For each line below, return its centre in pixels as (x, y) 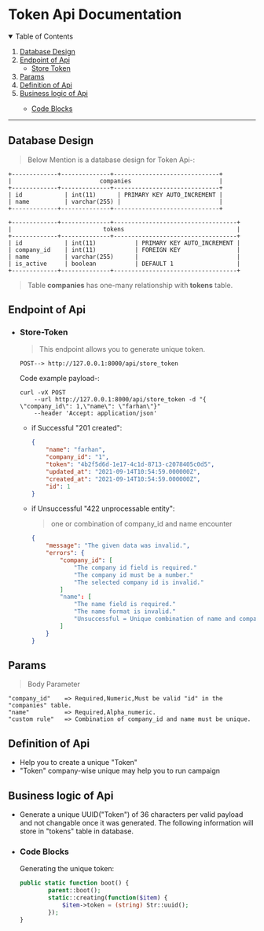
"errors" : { (65, 553)
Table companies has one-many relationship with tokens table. (130, 285)
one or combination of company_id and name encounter (141, 524)
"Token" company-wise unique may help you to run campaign (120, 771)
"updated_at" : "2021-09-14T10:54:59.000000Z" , (123, 471)
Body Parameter (54, 684)
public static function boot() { (74, 883)
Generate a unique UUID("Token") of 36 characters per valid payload (131, 815)
